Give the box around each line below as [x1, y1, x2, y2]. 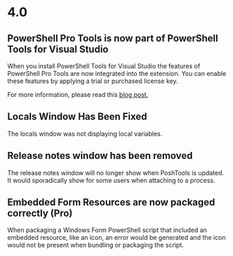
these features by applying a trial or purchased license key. [7, 77, 178, 85]
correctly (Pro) [7, 207, 73, 219]
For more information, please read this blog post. [7, 91, 149, 98]
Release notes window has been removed [7, 150, 193, 162]
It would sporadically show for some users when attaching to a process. [7, 176, 215, 184]
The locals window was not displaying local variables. [7, 129, 163, 138]
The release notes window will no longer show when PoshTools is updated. [7, 168, 225, 177]
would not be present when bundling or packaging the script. [7, 241, 184, 250]
